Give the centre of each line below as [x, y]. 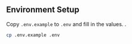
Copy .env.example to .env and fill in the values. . [66, 24]
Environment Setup [43, 10]
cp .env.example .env [33, 35]
